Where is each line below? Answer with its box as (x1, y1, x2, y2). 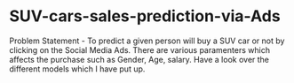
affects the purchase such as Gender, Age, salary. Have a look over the (9, 54, 269, 64)
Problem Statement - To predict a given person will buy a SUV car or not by (9, 35, 285, 46)
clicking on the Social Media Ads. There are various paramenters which (9, 44, 271, 55)
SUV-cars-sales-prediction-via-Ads (9, 6, 282, 26)
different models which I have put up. (9, 64, 146, 74)
